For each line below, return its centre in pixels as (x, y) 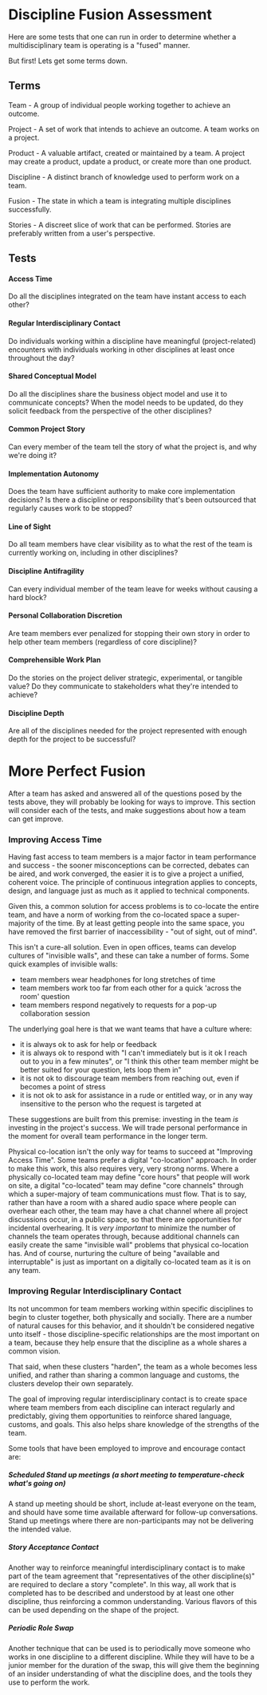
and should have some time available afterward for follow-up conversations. (133, 1512)
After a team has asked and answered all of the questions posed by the (125, 794)
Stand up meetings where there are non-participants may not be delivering (131, 1520)
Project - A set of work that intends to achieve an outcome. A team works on (134, 128)
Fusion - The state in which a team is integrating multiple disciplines (120, 200)
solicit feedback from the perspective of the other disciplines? (110, 411)
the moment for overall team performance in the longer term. (108, 1136)
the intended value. (40, 1529)
